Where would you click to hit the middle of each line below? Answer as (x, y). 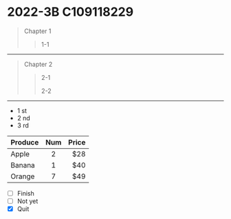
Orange (23, 176)
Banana (23, 165)
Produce (25, 142)
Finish (25, 193)
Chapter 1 (37, 31)
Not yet (27, 201)
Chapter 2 (38, 64)
